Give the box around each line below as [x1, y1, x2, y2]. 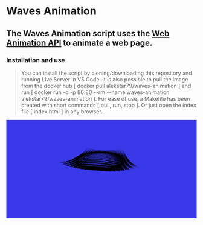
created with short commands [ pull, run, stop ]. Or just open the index [21, 101, 196, 109]
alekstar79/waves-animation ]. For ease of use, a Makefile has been [21, 95, 190, 102]
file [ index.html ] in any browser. [21, 107, 103, 115]
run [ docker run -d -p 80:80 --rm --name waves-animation [21, 89, 170, 96]
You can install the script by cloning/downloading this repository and [21, 69, 192, 77]
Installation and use [6, 55, 65, 64]
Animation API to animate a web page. [6, 37, 153, 48]
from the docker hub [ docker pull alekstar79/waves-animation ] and [21, 82, 192, 89]
